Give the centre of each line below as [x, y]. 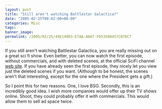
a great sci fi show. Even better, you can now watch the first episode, [74, 55]
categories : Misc [23, 23]
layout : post [18, 9]
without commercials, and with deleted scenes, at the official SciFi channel [80, 61]
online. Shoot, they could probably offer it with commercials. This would [77, 96]
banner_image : [19, 32]
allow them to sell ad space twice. [39, 101]
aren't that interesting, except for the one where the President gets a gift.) [79, 76]
